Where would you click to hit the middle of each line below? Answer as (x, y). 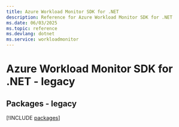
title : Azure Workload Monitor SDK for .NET (63, 12)
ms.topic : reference (32, 28)
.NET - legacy (41, 82)
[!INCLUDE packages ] (33, 118)
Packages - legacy (41, 103)
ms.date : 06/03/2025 (32, 23)
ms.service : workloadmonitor (43, 39)
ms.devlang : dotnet (31, 34)
